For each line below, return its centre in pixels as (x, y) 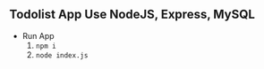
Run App (38, 35)
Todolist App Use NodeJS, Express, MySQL (132, 15)
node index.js (62, 55)
